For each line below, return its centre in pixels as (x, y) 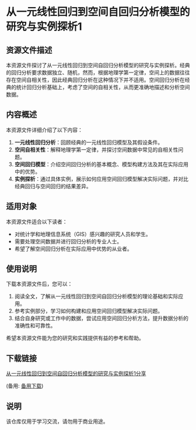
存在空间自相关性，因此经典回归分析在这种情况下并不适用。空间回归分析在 (95, 80)
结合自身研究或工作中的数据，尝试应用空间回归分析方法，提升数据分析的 (101, 318)
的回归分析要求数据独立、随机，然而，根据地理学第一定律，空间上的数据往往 (98, 73)
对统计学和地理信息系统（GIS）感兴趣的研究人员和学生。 (83, 234)
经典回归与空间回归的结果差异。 (53, 186)
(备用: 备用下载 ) (25, 386)
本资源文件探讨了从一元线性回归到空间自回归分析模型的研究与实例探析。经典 (98, 65)
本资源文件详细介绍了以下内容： (44, 130)
